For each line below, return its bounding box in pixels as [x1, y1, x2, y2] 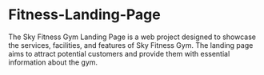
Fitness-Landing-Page [8, 6, 162, 24]
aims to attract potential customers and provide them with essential [8, 49, 230, 58]
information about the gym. [8, 57, 98, 67]
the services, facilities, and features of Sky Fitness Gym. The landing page [8, 40, 254, 49]
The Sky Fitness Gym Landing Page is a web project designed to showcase [8, 32, 256, 41]
